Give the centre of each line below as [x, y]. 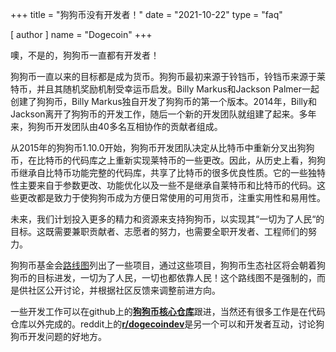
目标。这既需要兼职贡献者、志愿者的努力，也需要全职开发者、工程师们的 [159, 231]
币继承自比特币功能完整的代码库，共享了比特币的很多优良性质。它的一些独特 [168, 172]
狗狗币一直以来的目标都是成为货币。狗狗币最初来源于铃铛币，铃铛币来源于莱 [168, 76]
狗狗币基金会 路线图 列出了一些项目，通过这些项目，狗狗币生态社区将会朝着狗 [168, 265]
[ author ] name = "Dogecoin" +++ [81, 34]
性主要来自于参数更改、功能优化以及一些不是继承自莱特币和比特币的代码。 [163, 185]
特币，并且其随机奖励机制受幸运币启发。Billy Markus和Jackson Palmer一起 [165, 89]
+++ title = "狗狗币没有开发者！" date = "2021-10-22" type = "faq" [146, 14]
